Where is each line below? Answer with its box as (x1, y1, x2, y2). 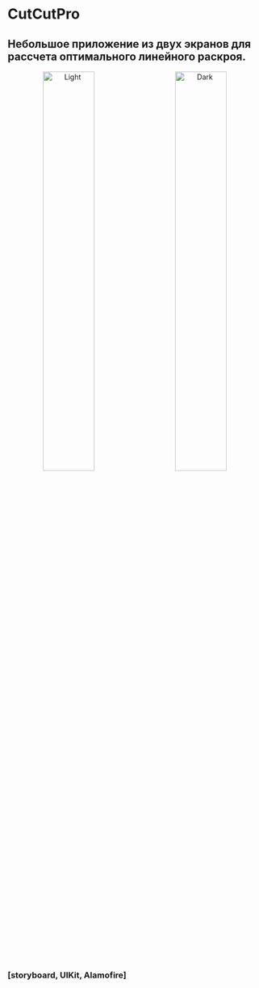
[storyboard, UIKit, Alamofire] (7, 969, 127, 981)
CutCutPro (7, 5, 80, 23)
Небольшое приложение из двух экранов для (7, 37, 252, 51)
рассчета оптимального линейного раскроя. (7, 49, 247, 63)
